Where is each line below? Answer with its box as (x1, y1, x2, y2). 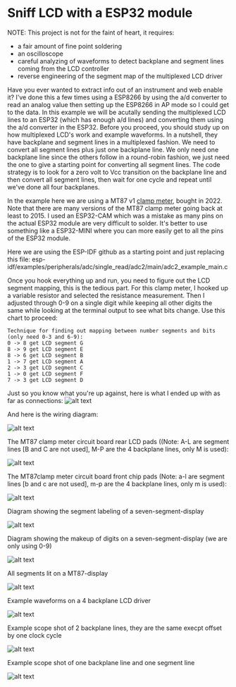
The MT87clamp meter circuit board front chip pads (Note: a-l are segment (7, 472, 225, 481)
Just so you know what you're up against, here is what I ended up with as (7, 389, 221, 397)
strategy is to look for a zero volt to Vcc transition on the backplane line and (7, 168, 227, 176)
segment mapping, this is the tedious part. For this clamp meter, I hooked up (7, 283, 229, 292)
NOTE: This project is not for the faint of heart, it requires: (7, 28, 175, 37)
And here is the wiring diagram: (7, 410, 99, 419)
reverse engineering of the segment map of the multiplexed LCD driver (17, 72, 223, 80)
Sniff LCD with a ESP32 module (7, 5, 193, 21)
